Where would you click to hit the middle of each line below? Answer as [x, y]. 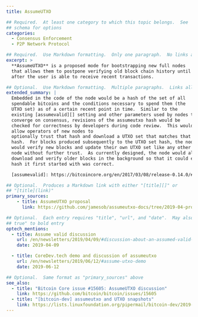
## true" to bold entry [35, 223]
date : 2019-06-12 [38, 267]
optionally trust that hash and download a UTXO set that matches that [101, 137]
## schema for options [34, 28]
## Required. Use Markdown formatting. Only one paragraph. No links [97, 55]
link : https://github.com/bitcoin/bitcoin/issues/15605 [87, 294]
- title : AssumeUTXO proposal [54, 202]
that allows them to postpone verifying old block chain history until [101, 71]
